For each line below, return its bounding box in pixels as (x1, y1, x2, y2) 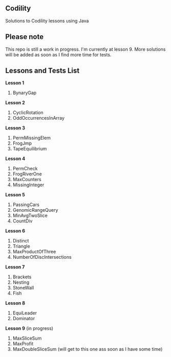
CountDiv (12, 218, 33, 224)
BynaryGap (12, 90, 37, 96)
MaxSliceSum (12, 335, 42, 342)
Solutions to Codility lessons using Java (5, 17, 89, 24)
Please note (5, 33, 44, 41)
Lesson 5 (5, 192, 26, 198)
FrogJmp (12, 140, 32, 146)
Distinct (12, 238, 29, 244)
